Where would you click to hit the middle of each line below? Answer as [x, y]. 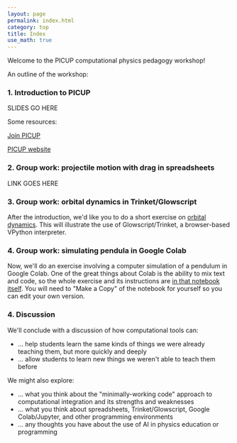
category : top [28, 27]
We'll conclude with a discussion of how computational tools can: [103, 330]
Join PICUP [24, 136]
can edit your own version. [46, 296]
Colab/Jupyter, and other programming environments [95, 417]
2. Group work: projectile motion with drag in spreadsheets [111, 168]
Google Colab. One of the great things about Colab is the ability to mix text [116, 273]
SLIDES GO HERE [33, 108]
